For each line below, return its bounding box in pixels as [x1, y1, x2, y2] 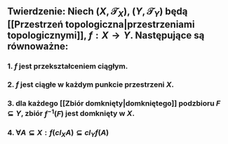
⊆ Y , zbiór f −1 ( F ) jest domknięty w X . [7, 108, 135, 118]
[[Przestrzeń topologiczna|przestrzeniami [7, 18, 195, 30]
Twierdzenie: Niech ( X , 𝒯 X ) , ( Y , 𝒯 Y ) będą [7, 6, 188, 20]
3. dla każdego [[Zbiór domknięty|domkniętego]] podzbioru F [7, 99, 221, 108]
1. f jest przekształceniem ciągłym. [7, 61, 128, 71]
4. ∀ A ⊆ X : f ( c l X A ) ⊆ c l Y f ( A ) [7, 127, 109, 138]
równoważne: [7, 40, 69, 52]
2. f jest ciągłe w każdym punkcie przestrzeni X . [7, 80, 174, 89]
